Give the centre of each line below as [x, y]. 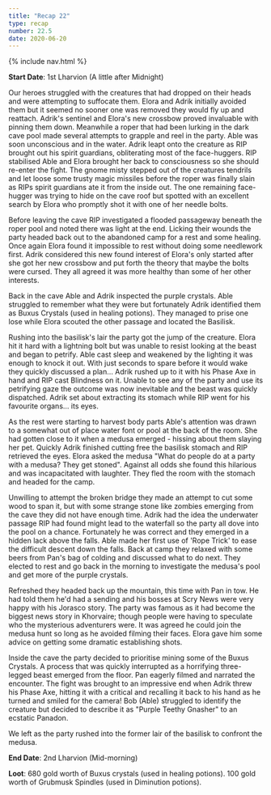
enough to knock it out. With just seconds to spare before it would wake [128, 363]
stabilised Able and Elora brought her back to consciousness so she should [134, 162]
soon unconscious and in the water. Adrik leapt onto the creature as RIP [128, 144]
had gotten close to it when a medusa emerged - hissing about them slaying [135, 439]
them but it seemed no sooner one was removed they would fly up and [126, 110]
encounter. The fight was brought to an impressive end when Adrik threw [130, 683]
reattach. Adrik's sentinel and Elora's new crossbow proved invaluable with [133, 119]
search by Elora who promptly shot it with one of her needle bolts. [119, 205]
